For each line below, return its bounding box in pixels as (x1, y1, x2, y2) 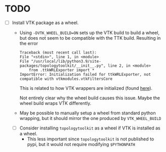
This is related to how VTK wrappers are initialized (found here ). (19, 85, 152, 91)
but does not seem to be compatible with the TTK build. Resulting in (19, 35, 161, 41)
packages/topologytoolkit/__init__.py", (19, 63, 106, 68)
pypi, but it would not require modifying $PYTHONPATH (27, 141, 135, 147)
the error (19, 41, 38, 46)
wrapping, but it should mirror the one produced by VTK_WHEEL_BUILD (19, 115, 161, 121)
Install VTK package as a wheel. (12, 20, 79, 26)
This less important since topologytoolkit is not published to (27, 136, 154, 142)
